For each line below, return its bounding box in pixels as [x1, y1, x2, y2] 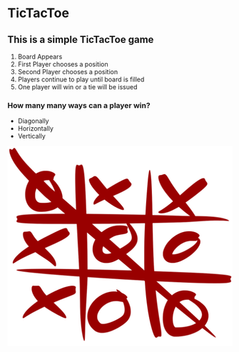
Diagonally [17, 116, 49, 126]
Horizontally [17, 124, 54, 133]
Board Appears [17, 52, 63, 61]
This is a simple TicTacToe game [7, 34, 154, 46]
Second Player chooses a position [17, 68, 118, 76]
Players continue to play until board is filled [17, 75, 145, 84]
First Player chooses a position [17, 60, 108, 69]
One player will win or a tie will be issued [17, 83, 138, 91]
